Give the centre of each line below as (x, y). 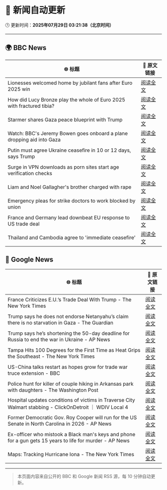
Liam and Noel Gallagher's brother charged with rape (70, 187)
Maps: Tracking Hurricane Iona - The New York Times (71, 454)
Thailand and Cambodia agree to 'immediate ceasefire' (72, 238)
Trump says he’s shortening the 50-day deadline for (69, 333)
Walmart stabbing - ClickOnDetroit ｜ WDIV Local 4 (68, 407)
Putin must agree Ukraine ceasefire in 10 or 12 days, (69, 150)
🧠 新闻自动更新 (35, 10)
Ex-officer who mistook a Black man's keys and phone (72, 434)
